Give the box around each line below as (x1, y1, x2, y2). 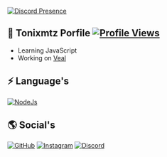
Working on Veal (17, 53, 66, 62)
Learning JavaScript (17, 46, 77, 55)
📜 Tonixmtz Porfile (7, 27, 91, 39)
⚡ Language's (7, 75, 70, 87)
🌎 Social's (7, 119, 55, 131)
